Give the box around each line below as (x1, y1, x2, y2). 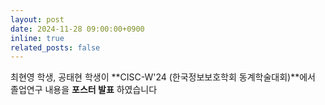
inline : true (10, 33, 65, 43)
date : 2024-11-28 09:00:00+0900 (10, 24, 145, 34)
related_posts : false (10, 42, 101, 53)
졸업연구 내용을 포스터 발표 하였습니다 (10, 84, 158, 96)
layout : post (10, 14, 65, 25)
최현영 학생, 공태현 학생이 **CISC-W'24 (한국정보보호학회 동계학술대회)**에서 (10, 71, 316, 83)
